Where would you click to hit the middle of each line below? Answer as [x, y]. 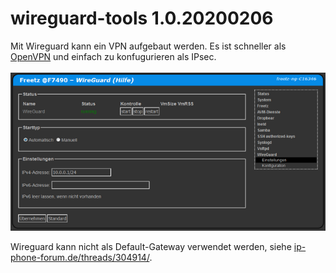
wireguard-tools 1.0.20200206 [142, 18]
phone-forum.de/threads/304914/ [80, 257]
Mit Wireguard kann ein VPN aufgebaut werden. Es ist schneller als [148, 46]
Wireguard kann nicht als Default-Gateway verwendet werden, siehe [151, 246]
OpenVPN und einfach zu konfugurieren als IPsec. [113, 56]
